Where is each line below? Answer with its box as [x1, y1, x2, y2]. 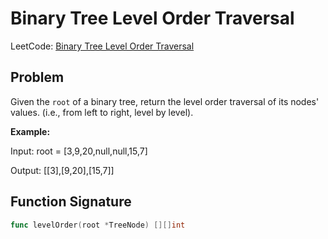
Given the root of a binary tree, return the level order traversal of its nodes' [10, 95, 320, 107]
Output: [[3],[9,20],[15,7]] [10, 164, 115, 176]
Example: [10, 125, 51, 137]
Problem [10, 69, 65, 86]
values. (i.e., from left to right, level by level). [10, 106, 194, 118]
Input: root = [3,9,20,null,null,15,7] [10, 145, 148, 157]
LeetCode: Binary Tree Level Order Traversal [10, 40, 195, 52]
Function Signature [10, 193, 132, 211]
